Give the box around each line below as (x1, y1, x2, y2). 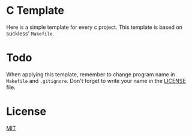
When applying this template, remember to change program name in (6, 70, 175, 78)
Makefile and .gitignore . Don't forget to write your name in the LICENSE (6, 77, 186, 84)
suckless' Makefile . (6, 29, 55, 37)
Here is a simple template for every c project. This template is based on (6, 23, 183, 31)
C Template (6, 4, 65, 17)
